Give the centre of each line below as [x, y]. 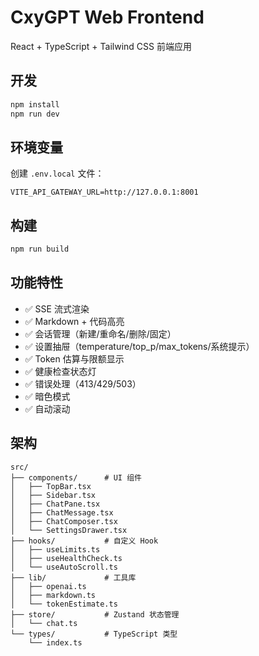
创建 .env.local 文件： [57, 173]
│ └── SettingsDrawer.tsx [69, 530]
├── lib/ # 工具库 [73, 577]
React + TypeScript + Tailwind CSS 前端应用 [101, 46]
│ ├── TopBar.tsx [51, 486]
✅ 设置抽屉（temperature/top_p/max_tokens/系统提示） [139, 346]
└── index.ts [55, 642]
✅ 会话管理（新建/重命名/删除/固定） [100, 333]
